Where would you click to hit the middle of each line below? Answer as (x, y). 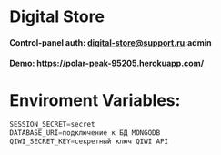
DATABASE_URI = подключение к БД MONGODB (85, 133)
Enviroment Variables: (95, 100)
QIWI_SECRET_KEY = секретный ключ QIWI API (89, 142)
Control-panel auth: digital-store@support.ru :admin (110, 42)
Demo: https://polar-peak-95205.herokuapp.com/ (107, 63)
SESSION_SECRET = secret (52, 125)
